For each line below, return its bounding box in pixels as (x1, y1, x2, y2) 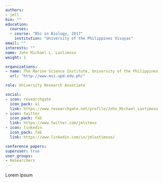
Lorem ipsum (5, 172, 33, 178)
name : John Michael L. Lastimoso (5, 50, 76, 55)
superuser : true (5, 148, 40, 153)
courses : (10, 27, 29, 32)
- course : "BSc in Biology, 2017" (10, 31, 83, 36)
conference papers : (5, 144, 47, 149)
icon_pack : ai (10, 101, 40, 107)
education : (5, 21, 29, 27)
